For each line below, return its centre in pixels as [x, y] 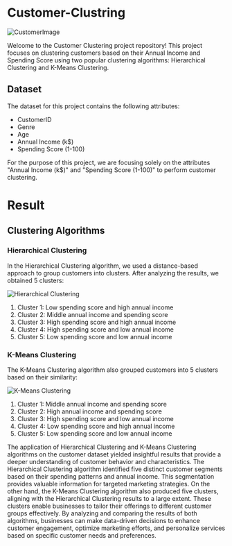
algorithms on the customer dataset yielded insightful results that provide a [114, 454]
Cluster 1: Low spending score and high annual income [95, 307]
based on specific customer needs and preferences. [82, 535]
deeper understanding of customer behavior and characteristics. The [106, 461]
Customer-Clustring [66, 13]
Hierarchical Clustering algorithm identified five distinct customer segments [115, 469]
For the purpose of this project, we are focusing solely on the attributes [109, 162]
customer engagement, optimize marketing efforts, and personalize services [116, 528]
